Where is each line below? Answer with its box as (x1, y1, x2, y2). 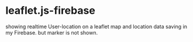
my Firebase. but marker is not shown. (5, 29, 98, 36)
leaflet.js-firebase (5, 4, 96, 17)
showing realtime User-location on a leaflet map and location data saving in (5, 23, 188, 30)
